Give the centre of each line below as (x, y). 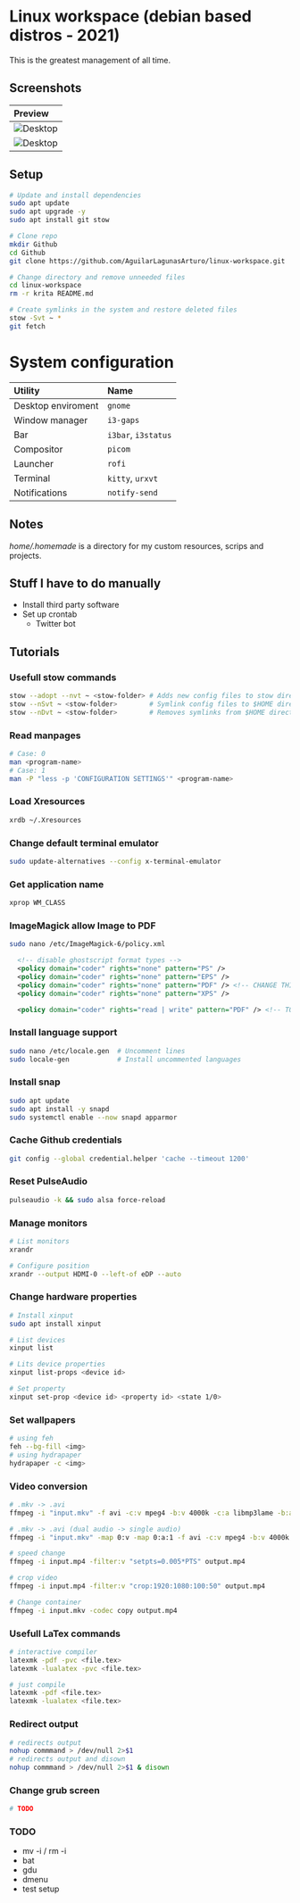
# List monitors (39, 1242)
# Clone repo (33, 237)
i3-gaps (123, 420)
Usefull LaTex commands (65, 1633)
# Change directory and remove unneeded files (97, 277)
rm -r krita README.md (51, 294)
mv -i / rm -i (44, 1851)
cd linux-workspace (46, 286)
